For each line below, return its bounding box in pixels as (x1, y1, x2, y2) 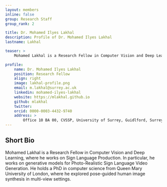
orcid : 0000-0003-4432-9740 (14, 108, 72, 114)
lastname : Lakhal (5, 39, 41, 45)
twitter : (14, 104, 32, 109)
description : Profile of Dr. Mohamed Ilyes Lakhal (5, 35, 112, 40)
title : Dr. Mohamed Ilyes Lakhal (5, 30, 75, 35)
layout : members (5, 7, 39, 12)
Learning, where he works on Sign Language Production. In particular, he (5, 155, 155, 161)
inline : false (5, 12, 35, 17)
